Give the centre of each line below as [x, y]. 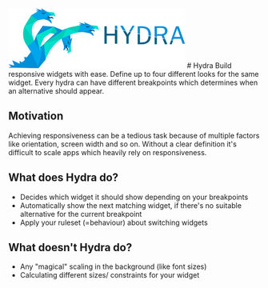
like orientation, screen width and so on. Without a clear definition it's [123, 144]
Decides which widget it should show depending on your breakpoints [134, 197]
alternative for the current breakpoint [81, 214]
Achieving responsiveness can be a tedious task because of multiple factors [134, 135]
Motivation [36, 116]
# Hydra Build [209, 66]
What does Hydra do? [63, 178]
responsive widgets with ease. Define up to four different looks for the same [134, 74]
